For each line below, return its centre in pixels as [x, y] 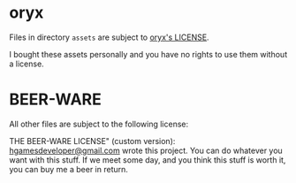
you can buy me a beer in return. [68, 169]
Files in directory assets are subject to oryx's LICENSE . [109, 37]
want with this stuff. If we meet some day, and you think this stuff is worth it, [148, 160]
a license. [27, 64]
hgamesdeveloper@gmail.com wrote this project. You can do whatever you [146, 150]
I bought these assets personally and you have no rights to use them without [148, 54]
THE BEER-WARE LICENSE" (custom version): [92, 141]
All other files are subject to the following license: [99, 124]
